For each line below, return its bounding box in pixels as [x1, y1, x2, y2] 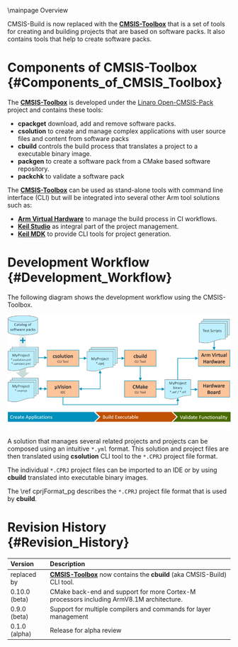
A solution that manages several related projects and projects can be [7, 437, 208, 445]
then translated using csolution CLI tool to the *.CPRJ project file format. [7, 451, 218, 460]
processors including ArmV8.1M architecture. [50, 595, 183, 603]
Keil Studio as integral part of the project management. [17, 222, 179, 230]
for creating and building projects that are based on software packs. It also [7, 28, 225, 35]
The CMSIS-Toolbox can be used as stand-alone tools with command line [7, 186, 223, 194]
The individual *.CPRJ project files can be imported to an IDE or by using [7, 466, 217, 474]
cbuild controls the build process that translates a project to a [17, 142, 198, 150]
